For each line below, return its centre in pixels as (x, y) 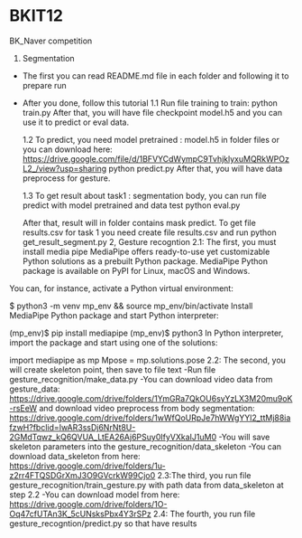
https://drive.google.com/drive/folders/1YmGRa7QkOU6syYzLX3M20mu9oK (151, 398)
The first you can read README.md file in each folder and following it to (156, 76)
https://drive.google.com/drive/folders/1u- (87, 466)
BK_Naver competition (51, 41)
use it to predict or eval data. (75, 122)
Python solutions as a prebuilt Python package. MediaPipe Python (145, 261)
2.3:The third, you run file (204, 475)
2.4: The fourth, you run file (204, 514)
